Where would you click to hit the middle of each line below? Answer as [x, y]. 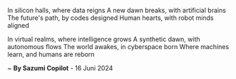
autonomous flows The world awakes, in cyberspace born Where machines [118, 47]
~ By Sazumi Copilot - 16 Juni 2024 [60, 68]
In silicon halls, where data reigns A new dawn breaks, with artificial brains [117, 10]
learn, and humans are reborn [51, 54]
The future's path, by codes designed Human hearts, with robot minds [111, 18]
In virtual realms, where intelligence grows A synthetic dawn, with [104, 39]
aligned [19, 25]
